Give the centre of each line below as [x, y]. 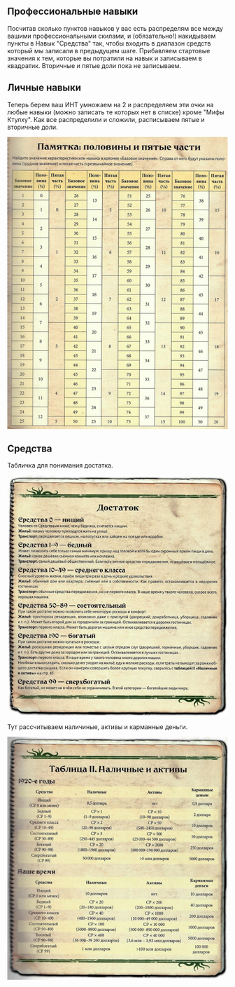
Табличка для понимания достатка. [60, 465]
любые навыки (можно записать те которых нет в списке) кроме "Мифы [116, 112]
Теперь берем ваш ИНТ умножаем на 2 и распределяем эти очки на [111, 104]
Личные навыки [44, 88]
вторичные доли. [33, 127]
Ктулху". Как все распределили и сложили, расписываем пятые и [106, 119]
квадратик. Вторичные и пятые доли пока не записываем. [94, 65]
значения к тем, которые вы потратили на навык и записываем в [105, 58]
